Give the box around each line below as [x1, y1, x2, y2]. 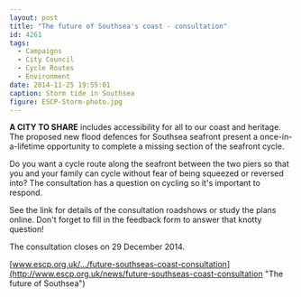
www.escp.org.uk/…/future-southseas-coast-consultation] [12, 259, 231, 270]
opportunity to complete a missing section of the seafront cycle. [46, 141, 285, 152]
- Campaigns [17, 47, 63, 56]
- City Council [17, 55, 75, 64]
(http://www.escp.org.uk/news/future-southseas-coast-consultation [9, 268, 263, 280]
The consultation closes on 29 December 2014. [9, 241, 186, 253]
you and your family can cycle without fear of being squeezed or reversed [9, 168, 284, 179]
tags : [9, 38, 30, 48]
